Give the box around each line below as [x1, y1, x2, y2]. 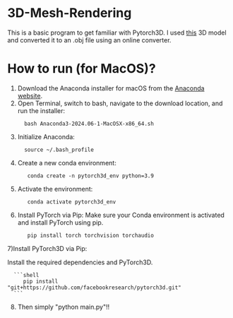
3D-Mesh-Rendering [7, 5, 132, 21]
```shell [13, 271, 40, 278]
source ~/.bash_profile [24, 146, 94, 153]
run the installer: [17, 106, 66, 114]
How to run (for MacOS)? [7, 61, 157, 77]
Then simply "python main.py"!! [17, 302, 110, 311]
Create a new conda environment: [17, 158, 116, 167]
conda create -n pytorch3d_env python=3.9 [27, 172, 154, 179]
